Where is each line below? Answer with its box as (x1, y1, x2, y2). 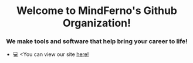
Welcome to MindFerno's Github (16, 4, 177, 17)
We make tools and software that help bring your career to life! (6, 37, 188, 45)
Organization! (62, 16, 131, 30)
